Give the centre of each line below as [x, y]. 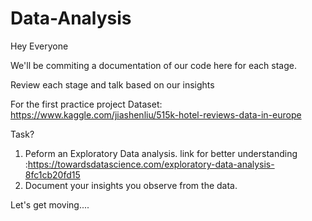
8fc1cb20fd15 [52, 174]
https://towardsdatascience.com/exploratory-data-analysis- [151, 164]
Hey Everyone [39, 46]
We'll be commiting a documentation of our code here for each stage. [153, 65]
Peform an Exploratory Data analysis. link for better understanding [161, 153]
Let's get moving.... [50, 204]
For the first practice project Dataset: [86, 104]
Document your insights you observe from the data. [131, 185]
